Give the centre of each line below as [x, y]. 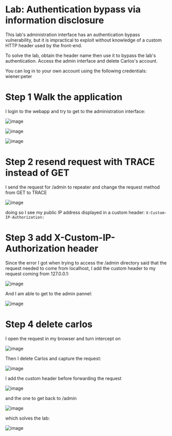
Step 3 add [29, 238]
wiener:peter [19, 76]
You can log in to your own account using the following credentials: [76, 71]
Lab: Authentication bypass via [73, 10]
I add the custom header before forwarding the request [63, 378]
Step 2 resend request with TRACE [80, 162]
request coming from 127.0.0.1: [37, 274]
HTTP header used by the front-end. [44, 45]
